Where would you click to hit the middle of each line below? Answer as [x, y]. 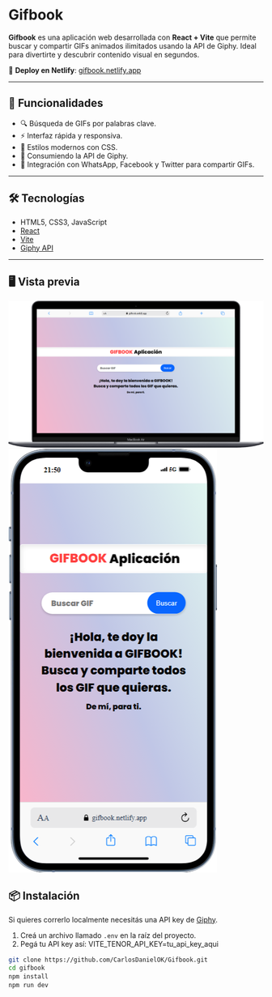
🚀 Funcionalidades [56, 103]
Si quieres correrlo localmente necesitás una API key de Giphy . [113, 919]
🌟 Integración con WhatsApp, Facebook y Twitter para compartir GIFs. [137, 164]
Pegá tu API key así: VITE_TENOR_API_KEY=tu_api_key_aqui [119, 944]
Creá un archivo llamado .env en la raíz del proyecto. [108, 935]
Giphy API [37, 248]
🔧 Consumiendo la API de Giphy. [74, 156]
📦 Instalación [44, 896]
